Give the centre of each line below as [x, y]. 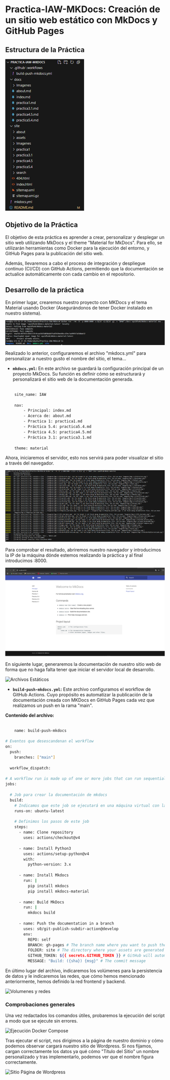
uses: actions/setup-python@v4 [56, 854]
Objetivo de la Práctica [42, 225]
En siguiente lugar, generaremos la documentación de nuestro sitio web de [83, 664]
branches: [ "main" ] [35, 757]
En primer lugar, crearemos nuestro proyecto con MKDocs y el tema [76, 302]
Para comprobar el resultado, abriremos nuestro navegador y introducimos [83, 550]
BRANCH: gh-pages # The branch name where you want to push [92, 945]
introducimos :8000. [26, 561]
